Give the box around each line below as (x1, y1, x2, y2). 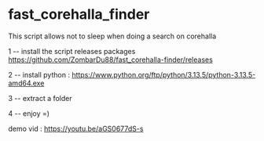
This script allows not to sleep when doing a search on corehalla (8, 31, 217, 41)
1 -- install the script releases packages (8, 46, 136, 56)
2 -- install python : (8, 70, 71, 79)
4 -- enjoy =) (8, 108, 49, 118)
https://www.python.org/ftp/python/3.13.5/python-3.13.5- (71, 70, 256, 79)
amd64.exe (8, 78, 45, 88)
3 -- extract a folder (8, 93, 72, 103)
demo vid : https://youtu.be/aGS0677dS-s (8, 124, 144, 133)
